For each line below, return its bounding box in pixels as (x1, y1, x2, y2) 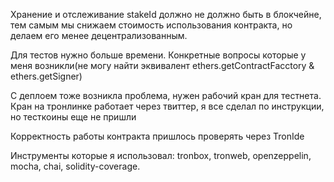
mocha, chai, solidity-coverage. (10, 160, 141, 172)
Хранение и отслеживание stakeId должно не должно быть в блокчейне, (10, 9, 322, 20)
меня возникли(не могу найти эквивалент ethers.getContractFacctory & (10, 60, 315, 71)
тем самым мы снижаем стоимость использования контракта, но (10, 19, 293, 31)
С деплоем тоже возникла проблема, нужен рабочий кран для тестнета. (10, 90, 322, 101)
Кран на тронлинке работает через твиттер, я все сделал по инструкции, (10, 100, 325, 112)
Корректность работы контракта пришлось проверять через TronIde (10, 130, 305, 142)
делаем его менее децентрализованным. (10, 30, 188, 41)
